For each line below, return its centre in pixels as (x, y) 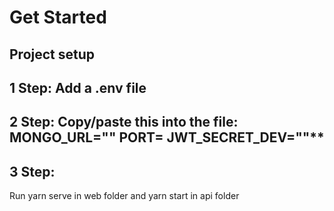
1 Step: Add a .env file (78, 87)
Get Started (58, 17)
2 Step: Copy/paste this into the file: (124, 122)
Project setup (52, 54)
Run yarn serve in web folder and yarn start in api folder (124, 196)
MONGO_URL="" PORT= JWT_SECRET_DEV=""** (167, 137)
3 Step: (32, 171)
